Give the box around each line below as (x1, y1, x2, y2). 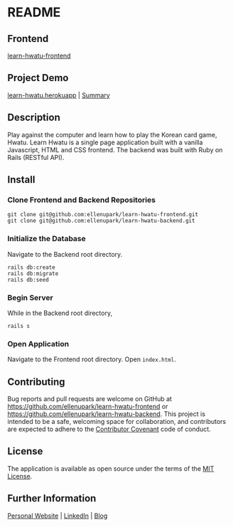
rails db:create (7, 264, 55, 271)
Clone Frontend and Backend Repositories (7, 195, 156, 205)
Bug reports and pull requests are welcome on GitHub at (7, 395, 173, 403)
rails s (7, 322, 31, 329)
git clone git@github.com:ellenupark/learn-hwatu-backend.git (7, 218, 195, 225)
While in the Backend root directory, (7, 309, 112, 317)
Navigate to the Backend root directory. (7, 250, 123, 258)
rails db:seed (7, 276, 50, 283)
